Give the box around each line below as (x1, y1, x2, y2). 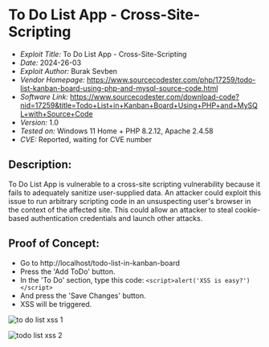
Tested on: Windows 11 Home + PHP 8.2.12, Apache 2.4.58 (19, 126, 214, 136)
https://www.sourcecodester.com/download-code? (69, 92, 239, 101)
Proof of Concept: (8, 237, 100, 251)
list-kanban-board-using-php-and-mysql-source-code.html (19, 83, 218, 93)
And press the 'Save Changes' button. (19, 291, 146, 300)
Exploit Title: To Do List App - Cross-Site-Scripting (19, 49, 187, 59)
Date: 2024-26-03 (19, 58, 82, 67)
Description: (8, 158, 72, 172)
